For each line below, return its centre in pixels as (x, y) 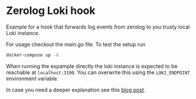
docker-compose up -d (32, 55)
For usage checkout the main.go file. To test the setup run (76, 44)
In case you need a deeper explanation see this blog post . (76, 90)
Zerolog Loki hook (51, 11)
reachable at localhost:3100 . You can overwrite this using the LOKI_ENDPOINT (98, 72)
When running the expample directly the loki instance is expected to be (92, 66)
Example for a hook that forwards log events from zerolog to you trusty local (98, 27)
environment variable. (32, 78)
